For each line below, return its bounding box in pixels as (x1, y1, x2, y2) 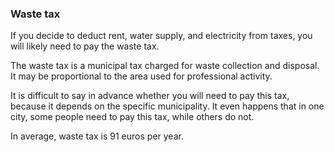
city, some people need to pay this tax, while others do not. (10, 111, 255, 123)
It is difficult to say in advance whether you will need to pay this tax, (10, 90, 290, 102)
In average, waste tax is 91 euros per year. (10, 130, 184, 142)
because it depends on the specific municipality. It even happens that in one (10, 100, 325, 112)
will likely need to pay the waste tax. (10, 40, 160, 52)
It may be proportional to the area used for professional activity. (10, 70, 273, 82)
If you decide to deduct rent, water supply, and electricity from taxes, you (10, 30, 313, 42)
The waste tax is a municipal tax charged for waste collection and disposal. (10, 60, 320, 72)
